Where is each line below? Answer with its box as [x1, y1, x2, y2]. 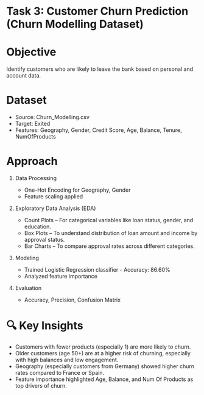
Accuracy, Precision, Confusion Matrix [24, 296, 121, 303]
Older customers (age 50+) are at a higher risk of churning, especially [15, 349, 191, 357]
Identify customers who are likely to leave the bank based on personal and [6, 65, 194, 73]
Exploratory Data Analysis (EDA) [15, 205, 96, 212]
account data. [6, 72, 41, 79]
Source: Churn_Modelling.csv [15, 114, 90, 121]
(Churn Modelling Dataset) [6, 17, 144, 31]
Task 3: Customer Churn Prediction [6, 4, 189, 18]
